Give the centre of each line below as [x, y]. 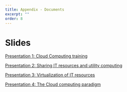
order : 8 [14, 18]
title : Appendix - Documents [35, 9]
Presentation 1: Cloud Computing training [46, 56]
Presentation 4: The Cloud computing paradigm [53, 84]
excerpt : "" [17, 14]
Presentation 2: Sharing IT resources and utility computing [64, 66]
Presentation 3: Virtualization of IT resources [50, 75]
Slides [18, 43]
